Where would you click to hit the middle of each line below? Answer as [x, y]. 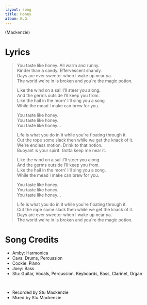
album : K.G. [17, 18]
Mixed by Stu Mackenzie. [37, 298]
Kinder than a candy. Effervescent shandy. [59, 70]
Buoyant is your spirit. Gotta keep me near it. [61, 151]
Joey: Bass [23, 269]
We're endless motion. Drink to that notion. [60, 145]
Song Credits [32, 240]
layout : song [18, 9]
